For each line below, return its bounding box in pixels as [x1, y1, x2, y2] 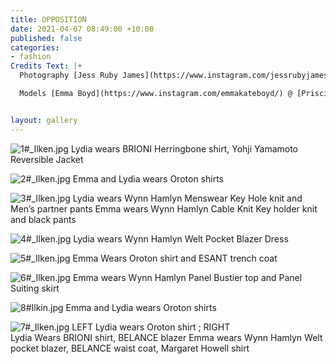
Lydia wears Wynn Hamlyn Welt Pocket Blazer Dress [73, 232, 289, 245]
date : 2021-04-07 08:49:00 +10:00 [10, 24, 155, 34]
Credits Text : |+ [10, 61, 83, 71]
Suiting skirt [10, 282, 60, 294]
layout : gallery [10, 115, 78, 125]
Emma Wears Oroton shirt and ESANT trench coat [72, 252, 278, 264]
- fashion [10, 52, 52, 62]
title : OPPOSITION [10, 14, 87, 25]
